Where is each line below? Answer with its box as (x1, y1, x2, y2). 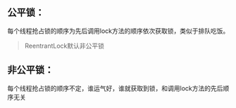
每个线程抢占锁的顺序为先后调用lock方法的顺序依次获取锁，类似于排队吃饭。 (7, 27, 230, 35)
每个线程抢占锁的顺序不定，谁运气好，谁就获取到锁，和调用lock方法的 (7, 83, 211, 93)
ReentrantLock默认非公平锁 (24, 41, 104, 50)
